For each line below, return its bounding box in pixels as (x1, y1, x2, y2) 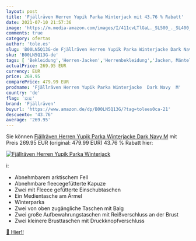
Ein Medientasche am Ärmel (14, 193, 83, 200)
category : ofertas (6, 36, 51, 41)
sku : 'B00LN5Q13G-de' (6, 52, 59, 58)
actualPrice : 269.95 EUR (6, 62, 66, 69)
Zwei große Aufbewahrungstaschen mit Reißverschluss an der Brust (14, 211, 179, 218)
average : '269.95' (6, 117, 51, 123)
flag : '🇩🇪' (6, 95, 35, 101)
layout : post (6, 8, 38, 15)
